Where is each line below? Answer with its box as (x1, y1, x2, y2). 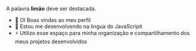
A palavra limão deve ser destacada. (6, 5, 97, 12)
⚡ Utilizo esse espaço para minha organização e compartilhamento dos (14, 30, 190, 36)
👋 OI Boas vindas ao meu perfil (14, 17, 91, 23)
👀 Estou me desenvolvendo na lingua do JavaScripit (14, 23, 143, 30)
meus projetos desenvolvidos (14, 38, 88, 45)
